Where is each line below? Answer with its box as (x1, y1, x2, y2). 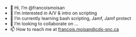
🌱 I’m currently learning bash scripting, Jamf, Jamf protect (10, 15, 131, 21)
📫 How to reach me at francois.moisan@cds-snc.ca (10, 26, 119, 32)
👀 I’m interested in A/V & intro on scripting (10, 10, 97, 16)
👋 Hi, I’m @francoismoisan (10, 5, 65, 10)
